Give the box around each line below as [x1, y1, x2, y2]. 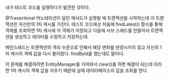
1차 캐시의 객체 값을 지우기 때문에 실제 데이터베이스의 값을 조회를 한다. [10, 67, 148, 73]
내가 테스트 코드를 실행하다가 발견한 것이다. [5, 4, 90, 10]
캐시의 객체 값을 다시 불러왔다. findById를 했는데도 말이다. [10, 50, 125, 56]
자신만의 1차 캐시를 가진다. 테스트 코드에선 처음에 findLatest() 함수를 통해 [18, 21, 163, 27]
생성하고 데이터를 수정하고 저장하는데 [14, 34, 88, 39]
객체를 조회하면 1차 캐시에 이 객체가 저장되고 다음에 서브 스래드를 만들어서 [5, 27, 150, 33]
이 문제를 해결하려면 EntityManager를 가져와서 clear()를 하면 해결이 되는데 [5, 61, 153, 67]
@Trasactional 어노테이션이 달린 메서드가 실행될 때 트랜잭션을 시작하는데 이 [5, 15, 155, 21]
